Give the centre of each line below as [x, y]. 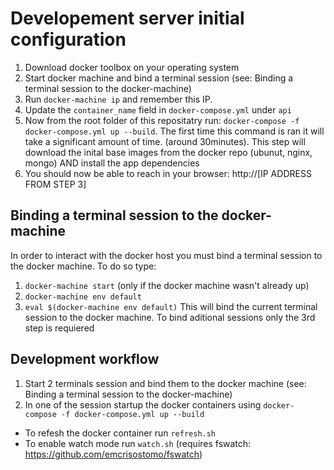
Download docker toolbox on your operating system [132, 67]
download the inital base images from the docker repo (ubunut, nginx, [168, 152]
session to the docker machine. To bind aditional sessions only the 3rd [170, 317]
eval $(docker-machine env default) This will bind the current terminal [171, 306]
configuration [68, 39]
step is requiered [59, 328]
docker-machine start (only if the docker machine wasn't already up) [167, 285]
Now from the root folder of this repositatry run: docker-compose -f [162, 120]
